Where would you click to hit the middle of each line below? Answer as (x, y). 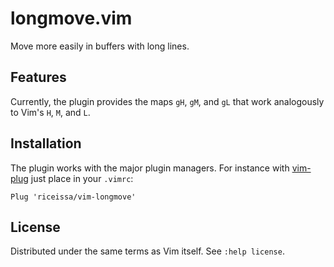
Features (38, 77)
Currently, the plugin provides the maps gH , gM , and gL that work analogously (167, 101)
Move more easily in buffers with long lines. (100, 46)
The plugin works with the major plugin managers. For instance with (150, 168)
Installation (46, 143)
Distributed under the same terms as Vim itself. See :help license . (147, 251)
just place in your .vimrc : (82, 178)
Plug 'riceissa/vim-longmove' (73, 197)
